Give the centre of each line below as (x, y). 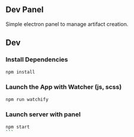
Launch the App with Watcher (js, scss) (64, 87)
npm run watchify (27, 99)
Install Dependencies (37, 60)
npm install (20, 72)
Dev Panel (25, 10)
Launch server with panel (43, 114)
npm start (18, 127)
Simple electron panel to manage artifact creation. (67, 24)
